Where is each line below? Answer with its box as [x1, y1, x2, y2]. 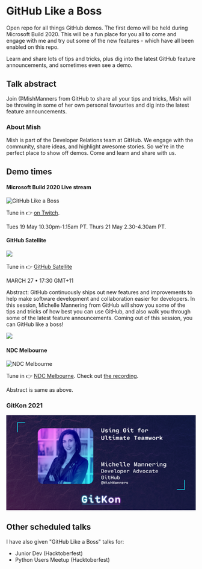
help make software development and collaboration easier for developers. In [6, 295, 195, 302]
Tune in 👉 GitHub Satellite [6, 263, 73, 270]
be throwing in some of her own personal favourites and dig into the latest [6, 101, 189, 108]
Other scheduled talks [6, 522, 91, 532]
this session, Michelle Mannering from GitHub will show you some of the [6, 301, 186, 309]
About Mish [6, 122, 41, 131]
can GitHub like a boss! [6, 321, 64, 328]
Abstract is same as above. [6, 386, 73, 394]
